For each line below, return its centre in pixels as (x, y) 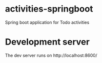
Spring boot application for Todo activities (47, 22)
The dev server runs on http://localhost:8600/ (51, 55)
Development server (47, 42)
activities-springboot (49, 9)
